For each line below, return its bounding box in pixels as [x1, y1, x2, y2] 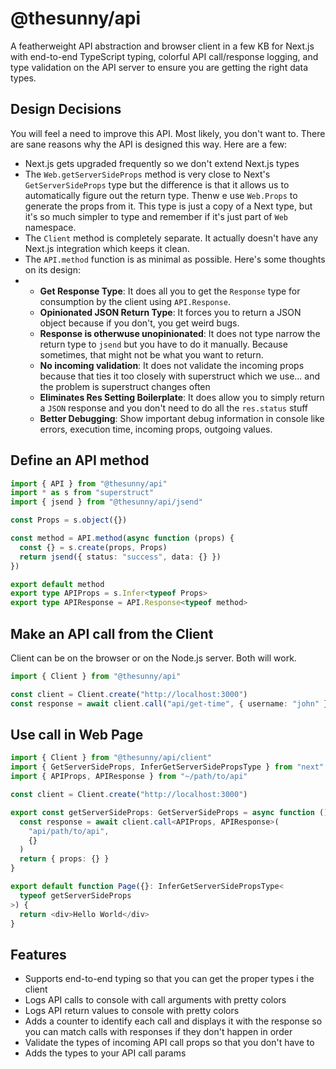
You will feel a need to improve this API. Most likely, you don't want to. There [10, 127, 326, 139]
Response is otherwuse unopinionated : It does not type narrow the [39, 327, 321, 339]
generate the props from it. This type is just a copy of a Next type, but [24, 200, 313, 212]
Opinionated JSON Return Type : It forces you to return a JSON [39, 306, 302, 318]
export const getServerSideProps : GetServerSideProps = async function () [10, 807, 329, 817]
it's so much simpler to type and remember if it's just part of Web [24, 210, 288, 222]
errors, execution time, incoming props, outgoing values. [39, 423, 273, 435]
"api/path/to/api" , [28, 826, 110, 836]
